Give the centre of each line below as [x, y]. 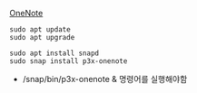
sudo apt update [40, 30]
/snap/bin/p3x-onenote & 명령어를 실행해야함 [105, 79]
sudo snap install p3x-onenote [69, 61]
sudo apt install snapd [54, 53]
